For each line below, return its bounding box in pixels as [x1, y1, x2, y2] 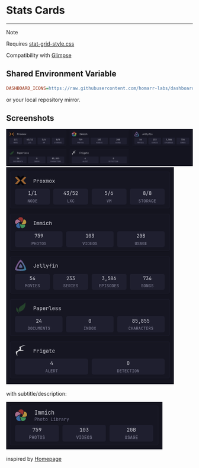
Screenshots [6, 113, 54, 123]
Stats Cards [6, 4, 65, 17]
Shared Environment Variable [6, 69, 117, 79]
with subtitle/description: [6, 390, 67, 397]
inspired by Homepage [6, 455, 62, 462]
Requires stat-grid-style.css [6, 40, 75, 47]
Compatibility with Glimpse [6, 52, 72, 59]
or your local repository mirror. [6, 96, 81, 103]
